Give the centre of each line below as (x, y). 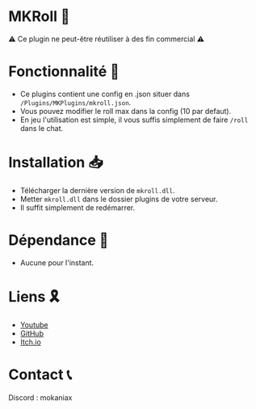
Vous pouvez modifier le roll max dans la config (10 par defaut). (126, 111)
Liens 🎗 (34, 296)
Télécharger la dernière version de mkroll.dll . (97, 190)
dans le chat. (42, 128)
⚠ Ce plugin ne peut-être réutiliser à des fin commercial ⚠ (106, 39)
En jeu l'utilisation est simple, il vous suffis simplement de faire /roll (134, 120)
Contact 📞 (40, 374)
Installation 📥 (56, 163)
